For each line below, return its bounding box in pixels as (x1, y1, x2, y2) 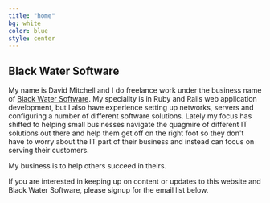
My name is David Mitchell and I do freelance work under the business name (8, 85, 262, 95)
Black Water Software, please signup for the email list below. (8, 185, 209, 195)
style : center (8, 34, 56, 43)
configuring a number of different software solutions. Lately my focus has (8, 111, 252, 121)
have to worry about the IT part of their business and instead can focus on (8, 137, 255, 147)
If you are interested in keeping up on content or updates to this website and (8, 176, 261, 186)
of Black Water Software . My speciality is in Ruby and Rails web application (8, 94, 257, 104)
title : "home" (8, 11, 56, 20)
